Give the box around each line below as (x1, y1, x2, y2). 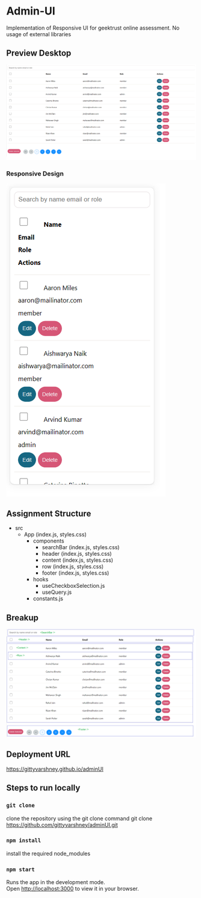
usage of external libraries (6, 30, 71, 37)
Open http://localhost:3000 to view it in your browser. (6, 885, 140, 893)
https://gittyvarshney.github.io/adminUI (6, 765, 104, 772)
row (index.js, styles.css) (42, 563, 104, 570)
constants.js (32, 595, 63, 602)
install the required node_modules (6, 850, 91, 857)
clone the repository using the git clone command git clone (6, 815, 152, 822)
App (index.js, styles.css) (23, 531, 87, 538)
